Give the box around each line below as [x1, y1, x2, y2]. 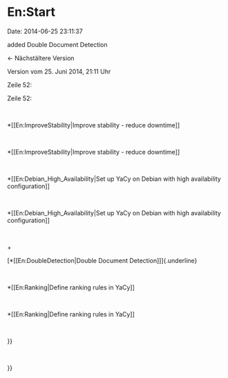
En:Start [7, 4, 55, 20]
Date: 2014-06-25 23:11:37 [7, 27, 83, 35]
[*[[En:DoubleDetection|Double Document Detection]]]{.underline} [7, 256, 198, 264]
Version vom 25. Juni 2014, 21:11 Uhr [7, 67, 111, 75]
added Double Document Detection [7, 40, 108, 48]
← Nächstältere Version [7, 53, 75, 62]
